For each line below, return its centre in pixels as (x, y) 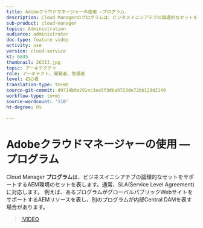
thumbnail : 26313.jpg (34, 62)
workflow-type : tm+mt (34, 96)
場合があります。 (27, 207)
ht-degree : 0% (24, 107)
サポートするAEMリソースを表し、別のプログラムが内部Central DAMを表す (99, 200)
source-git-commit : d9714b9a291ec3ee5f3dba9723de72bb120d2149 (86, 90)
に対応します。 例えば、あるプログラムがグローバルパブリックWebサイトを (100, 192)
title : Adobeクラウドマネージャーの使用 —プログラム (66, 12)
